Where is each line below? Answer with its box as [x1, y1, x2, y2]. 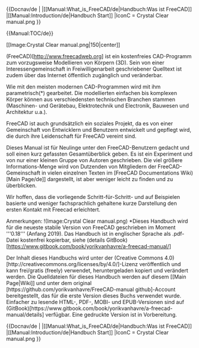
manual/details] [6, 311, 45, 318]
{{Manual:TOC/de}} [6, 30, 53, 37]
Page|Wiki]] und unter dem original [6, 280, 92, 286]
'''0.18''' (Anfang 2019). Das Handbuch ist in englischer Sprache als [6, 230, 171, 237]
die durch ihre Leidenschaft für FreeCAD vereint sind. [6, 132, 137, 140]
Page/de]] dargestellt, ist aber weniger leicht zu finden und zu [21, 176, 173, 182]
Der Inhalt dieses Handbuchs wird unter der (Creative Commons [6, 254, 163, 261]
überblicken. [6, 182, 37, 189]
